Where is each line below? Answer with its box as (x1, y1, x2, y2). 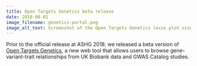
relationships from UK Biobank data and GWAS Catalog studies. (35, 53, 189, 60)
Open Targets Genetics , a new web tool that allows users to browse (6, 47, 169, 54)
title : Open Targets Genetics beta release (6, 8, 114, 15)
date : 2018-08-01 (6, 14, 49, 20)
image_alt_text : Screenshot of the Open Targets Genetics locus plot (6, 25, 180, 31)
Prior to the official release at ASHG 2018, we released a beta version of (6, 41, 179, 48)
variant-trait (6, 53, 35, 60)
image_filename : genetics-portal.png (6, 19, 98, 25)
